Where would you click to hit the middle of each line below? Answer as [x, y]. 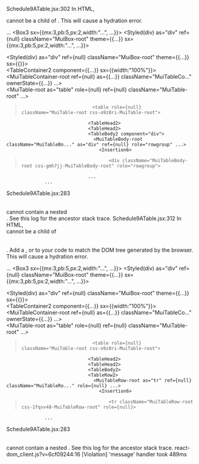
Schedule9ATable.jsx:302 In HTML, [51, 9]
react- [182, 448]
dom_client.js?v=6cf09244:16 [44, 454]
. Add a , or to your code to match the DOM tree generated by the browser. [100, 250]
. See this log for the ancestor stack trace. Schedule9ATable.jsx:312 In [94, 218]
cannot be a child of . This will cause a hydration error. [75, 20]
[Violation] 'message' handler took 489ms [134, 454]
